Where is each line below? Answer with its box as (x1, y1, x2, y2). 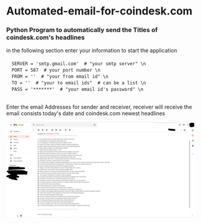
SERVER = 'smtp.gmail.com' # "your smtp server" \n (11, 61, 146, 67)
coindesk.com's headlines (6, 33, 85, 42)
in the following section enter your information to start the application (6, 47, 178, 54)
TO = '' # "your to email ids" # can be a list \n (11, 80, 146, 86)
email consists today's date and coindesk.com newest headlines (6, 110, 166, 117)
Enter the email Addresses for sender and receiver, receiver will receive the (6, 104, 193, 111)
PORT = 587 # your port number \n (11, 68, 101, 74)
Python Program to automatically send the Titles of (6, 26, 158, 34)
